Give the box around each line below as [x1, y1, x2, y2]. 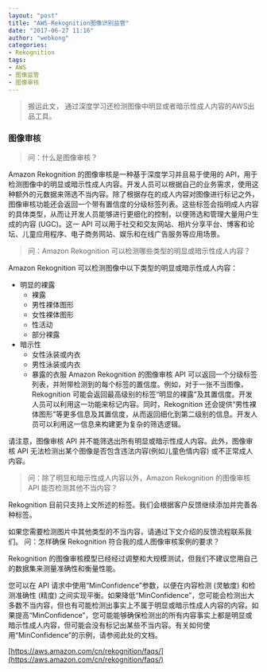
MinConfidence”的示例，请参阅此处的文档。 [18, 630, 162, 639]
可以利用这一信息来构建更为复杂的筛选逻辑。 [38, 419, 185, 428]
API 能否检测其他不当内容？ [27, 483, 118, 492]
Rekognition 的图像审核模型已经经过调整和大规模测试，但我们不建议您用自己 [8, 553, 258, 563]
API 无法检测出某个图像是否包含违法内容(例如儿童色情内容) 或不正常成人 [17, 446, 253, 455]
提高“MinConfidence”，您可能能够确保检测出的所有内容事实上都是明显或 [14, 610, 253, 619]
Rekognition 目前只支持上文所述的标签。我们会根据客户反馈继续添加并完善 [8, 499, 251, 510]
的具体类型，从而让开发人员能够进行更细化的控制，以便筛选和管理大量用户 [8, 209, 252, 219]
